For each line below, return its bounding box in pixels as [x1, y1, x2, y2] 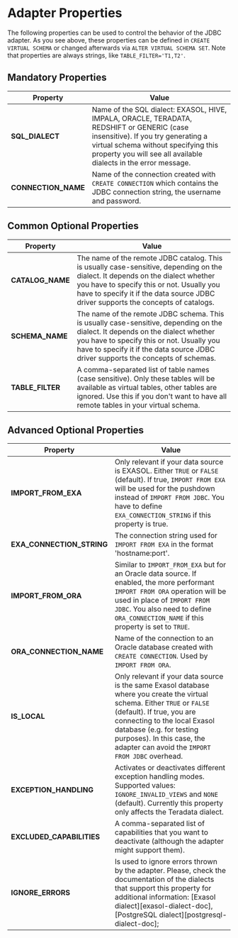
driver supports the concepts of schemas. [76, 353, 216, 363]
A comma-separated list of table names [76, 364, 210, 374]
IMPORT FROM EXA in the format [114, 540, 214, 549]
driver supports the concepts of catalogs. [76, 297, 215, 307]
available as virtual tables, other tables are [76, 382, 217, 392]
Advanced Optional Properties [7, 424, 144, 436]
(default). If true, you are [114, 707, 196, 717]
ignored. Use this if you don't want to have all [76, 391, 227, 401]
